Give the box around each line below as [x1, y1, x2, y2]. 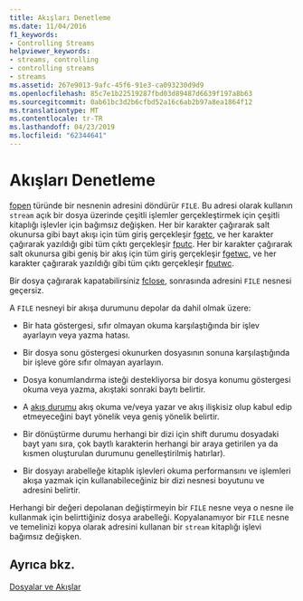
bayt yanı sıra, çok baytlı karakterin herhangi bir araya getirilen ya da [22, 438, 279, 449]
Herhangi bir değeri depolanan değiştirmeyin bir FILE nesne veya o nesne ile [9, 501, 294, 512]
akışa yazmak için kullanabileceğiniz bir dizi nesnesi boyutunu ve [22, 474, 265, 485]
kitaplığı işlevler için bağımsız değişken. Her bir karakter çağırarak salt [9, 219, 270, 230]
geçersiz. [9, 284, 44, 295]
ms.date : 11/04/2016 [9, 22, 88, 31]
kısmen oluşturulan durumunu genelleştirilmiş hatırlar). [22, 447, 226, 458]
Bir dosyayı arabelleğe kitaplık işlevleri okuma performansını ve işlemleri [22, 465, 291, 476]
